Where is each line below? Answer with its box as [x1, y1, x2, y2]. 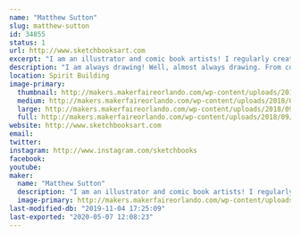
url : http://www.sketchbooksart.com [9, 46, 146, 55]
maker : [9, 171, 34, 180]
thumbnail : [17, 88, 58, 97]
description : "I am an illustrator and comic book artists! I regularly [17, 188, 294, 197]
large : [17, 105, 42, 113]
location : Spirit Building [9, 71, 110, 80]
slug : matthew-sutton [9, 21, 90, 30]
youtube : [9, 163, 42, 172]
